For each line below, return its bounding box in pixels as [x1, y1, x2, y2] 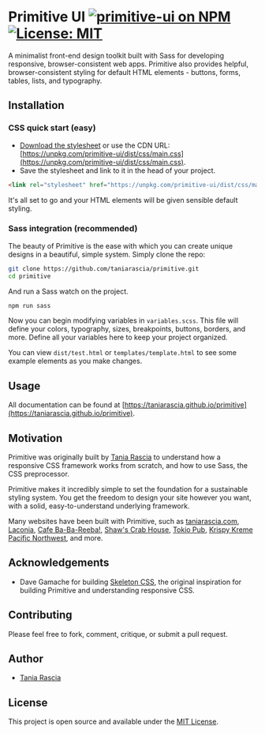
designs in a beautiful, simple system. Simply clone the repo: [8, 249, 206, 259]
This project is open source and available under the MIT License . [8, 717, 219, 726]
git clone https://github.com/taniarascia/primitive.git [8, 264, 200, 272]
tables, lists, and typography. [8, 76, 103, 85]
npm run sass [8, 301, 51, 309]
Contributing [8, 609, 73, 622]
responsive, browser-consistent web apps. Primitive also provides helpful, [8, 59, 249, 69]
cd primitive [8, 272, 51, 280]
